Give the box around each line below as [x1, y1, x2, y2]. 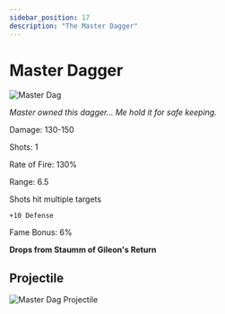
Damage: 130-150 [9, 125, 74, 135]
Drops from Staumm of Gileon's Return [9, 244, 157, 256]
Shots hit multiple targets [9, 194, 101, 205]
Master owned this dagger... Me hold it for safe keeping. [9, 107, 217, 118]
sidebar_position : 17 [9, 13, 91, 22]
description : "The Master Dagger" [9, 22, 139, 31]
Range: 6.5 [9, 177, 49, 188]
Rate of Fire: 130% [9, 159, 78, 170]
